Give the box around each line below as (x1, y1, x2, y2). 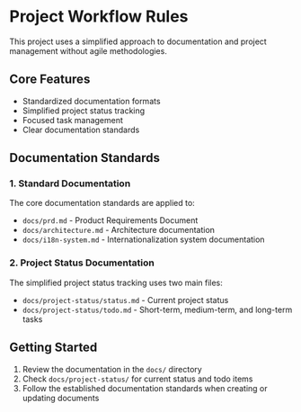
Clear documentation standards (22, 124, 140, 135)
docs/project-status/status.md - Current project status (22, 294, 229, 305)
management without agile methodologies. (9, 45, 168, 56)
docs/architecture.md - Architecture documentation (22, 225, 216, 236)
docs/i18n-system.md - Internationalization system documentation (22, 234, 265, 245)
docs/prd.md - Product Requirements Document (22, 215, 199, 226)
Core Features (9, 72, 91, 87)
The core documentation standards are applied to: (9, 198, 195, 209)
